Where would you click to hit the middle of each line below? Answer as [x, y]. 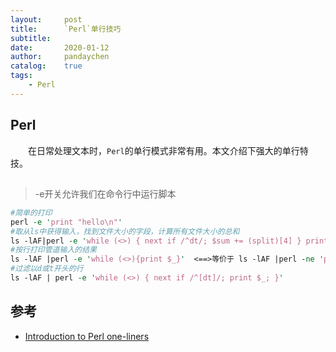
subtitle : [31, 38]
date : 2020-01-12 [60, 47]
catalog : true [46, 66]
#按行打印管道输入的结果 [53, 250]
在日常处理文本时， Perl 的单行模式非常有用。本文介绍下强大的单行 [164, 150]
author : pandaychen [60, 57]
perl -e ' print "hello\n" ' [66, 222]
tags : [21, 76]
